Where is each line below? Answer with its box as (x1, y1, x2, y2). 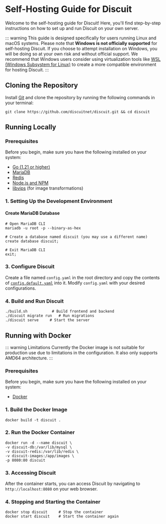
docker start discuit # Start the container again (5, 514, 119, 519)
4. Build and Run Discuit (5, 298, 64, 305)
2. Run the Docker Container (5, 429, 75, 436)
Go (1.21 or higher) (12, 164, 51, 170)
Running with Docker (5, 331, 72, 340)
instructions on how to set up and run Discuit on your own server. (5, 25, 139, 31)
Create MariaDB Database (5, 210, 60, 216)
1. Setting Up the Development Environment (5, 198, 113, 205)
